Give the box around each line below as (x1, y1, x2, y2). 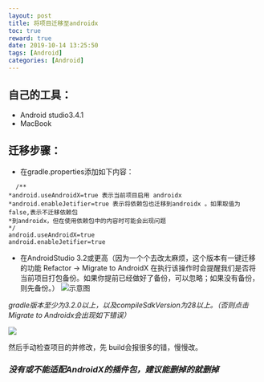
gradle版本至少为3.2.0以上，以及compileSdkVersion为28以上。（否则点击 (8, 300, 249, 310)
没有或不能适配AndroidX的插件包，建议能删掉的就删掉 (8, 364, 219, 376)
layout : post (8, 11, 52, 20)
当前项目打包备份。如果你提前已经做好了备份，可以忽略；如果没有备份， (19, 273, 259, 282)
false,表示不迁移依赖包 (8, 208, 79, 217)
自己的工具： (8, 88, 72, 102)
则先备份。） (19, 282, 59, 293)
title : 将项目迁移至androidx (8, 19, 99, 27)
